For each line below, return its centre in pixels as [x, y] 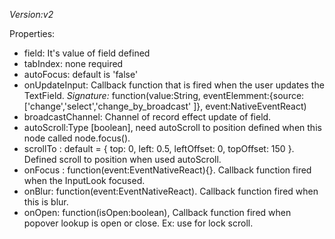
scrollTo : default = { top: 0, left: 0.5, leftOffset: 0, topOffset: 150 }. [159, 148]
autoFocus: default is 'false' [81, 74]
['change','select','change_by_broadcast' [107, 106]
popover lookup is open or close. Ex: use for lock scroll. [138, 223]
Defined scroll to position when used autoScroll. [122, 159]
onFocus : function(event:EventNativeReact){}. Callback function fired [167, 170]
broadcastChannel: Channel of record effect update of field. [147, 117]
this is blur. [46, 202]
